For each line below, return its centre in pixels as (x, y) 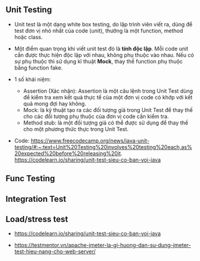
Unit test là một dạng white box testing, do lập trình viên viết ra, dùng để (103, 24)
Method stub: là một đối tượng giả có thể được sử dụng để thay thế (106, 123)
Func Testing (30, 179)
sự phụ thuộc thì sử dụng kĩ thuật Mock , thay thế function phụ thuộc (99, 61)
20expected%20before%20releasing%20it (67, 153)
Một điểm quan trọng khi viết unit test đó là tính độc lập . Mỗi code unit (101, 48)
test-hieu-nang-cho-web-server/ (55, 251)
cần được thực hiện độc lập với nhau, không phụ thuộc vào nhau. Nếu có (104, 55)
